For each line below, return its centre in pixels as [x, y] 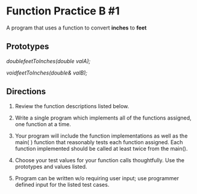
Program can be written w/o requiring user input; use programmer [97, 178]
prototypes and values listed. [51, 166]
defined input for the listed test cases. [62, 184]
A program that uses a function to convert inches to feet [77, 28]
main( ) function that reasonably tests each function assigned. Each [99, 142]
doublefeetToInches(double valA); [48, 61]
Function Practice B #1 [63, 11]
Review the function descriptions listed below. [72, 106]
